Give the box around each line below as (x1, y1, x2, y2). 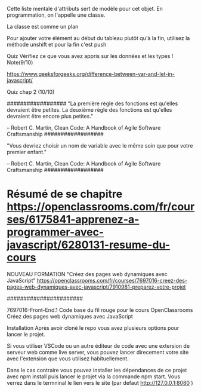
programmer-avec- (7, 225, 104, 239)
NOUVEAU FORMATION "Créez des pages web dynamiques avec (7, 270, 168, 277)
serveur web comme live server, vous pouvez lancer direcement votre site (7, 348, 189, 356)
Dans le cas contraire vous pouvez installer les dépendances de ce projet (7, 366, 187, 373)
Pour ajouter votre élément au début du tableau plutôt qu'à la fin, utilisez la (7, 35, 190, 41)
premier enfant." (7, 149, 47, 155)
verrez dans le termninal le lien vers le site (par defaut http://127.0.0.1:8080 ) (7, 379, 193, 386)
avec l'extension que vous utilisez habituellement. (7, 355, 129, 362)
